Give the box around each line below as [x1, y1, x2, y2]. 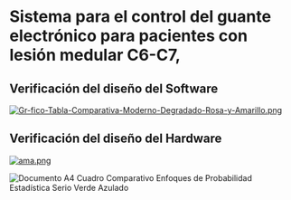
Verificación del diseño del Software [9, 81, 219, 96]
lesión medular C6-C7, [9, 45, 181, 65]
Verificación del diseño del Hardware [9, 131, 222, 147]
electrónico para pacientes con [9, 25, 249, 46]
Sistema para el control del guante [9, 6, 272, 27]
